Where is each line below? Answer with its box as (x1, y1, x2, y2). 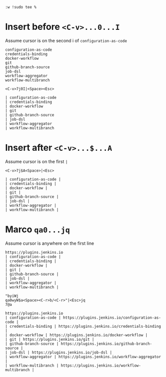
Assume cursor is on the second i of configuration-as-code (5, 37, 127, 43)
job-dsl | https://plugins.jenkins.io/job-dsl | (9, 350, 112, 355)
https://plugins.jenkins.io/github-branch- (60, 341, 153, 346)
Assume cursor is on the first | (5, 158, 68, 164)
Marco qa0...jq (5, 224, 70, 235)
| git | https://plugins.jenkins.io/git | (5, 337, 94, 342)
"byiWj (5, 293, 19, 298)
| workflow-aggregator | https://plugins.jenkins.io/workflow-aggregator (5, 354, 162, 359)
